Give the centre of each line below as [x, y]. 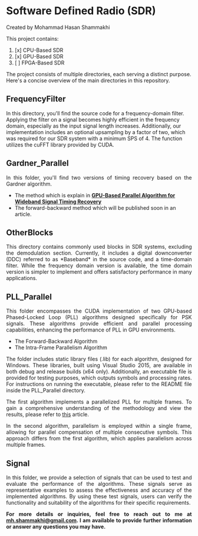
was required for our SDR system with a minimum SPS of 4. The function [94, 138]
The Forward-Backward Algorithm [56, 342]
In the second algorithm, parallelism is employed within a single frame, [99, 426]
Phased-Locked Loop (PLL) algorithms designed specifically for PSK [99, 317]
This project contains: [32, 38]
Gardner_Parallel [37, 163]
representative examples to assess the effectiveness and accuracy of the [99, 490]
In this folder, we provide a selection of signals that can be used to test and [99, 477]
